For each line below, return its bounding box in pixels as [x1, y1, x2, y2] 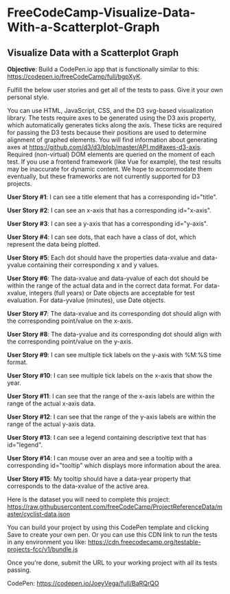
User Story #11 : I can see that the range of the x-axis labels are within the [7, 392, 215, 400]
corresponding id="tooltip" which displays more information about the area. [7, 461, 221, 469]
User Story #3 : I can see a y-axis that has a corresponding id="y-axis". [7, 220, 208, 228]
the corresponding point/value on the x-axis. [7, 317, 133, 325]
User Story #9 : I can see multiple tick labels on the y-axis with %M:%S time [7, 351, 222, 359]
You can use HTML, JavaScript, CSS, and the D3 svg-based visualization [7, 107, 214, 114]
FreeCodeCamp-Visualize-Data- [7, 5, 196, 21]
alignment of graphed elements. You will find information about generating [7, 136, 218, 144]
